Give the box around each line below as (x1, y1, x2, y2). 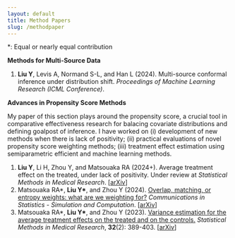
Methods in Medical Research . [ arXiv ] (17, 178, 128, 187)
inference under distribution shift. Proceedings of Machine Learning (17, 77, 215, 86)
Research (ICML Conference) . (17, 85, 104, 94)
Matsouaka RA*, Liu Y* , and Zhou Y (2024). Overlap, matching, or (17, 186, 212, 194)
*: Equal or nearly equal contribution (7, 43, 113, 51)
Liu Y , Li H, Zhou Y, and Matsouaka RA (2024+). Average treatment (17, 163, 213, 172)
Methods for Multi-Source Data (7, 56, 101, 65)
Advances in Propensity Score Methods (7, 99, 126, 107)
